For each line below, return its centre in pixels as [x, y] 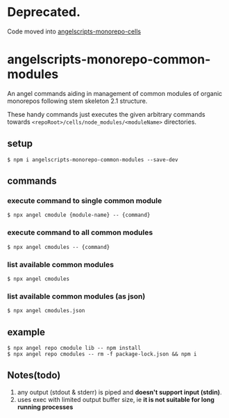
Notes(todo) [34, 375]
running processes [45, 407]
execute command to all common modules [80, 232]
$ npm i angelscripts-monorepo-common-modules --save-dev [93, 160]
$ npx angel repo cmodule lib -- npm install [74, 348]
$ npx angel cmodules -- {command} [59, 247]
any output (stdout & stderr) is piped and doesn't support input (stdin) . [119, 392]
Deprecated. [44, 12]
